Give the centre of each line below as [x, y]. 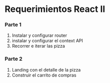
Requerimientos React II [55, 9]
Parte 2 [14, 59]
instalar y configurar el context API [47, 41]
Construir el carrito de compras [44, 75]
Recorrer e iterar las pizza [38, 46]
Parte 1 [13, 25]
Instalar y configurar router [40, 35]
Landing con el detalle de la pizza [46, 70]
